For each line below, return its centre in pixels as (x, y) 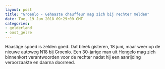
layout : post (19, 10)
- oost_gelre (19, 33)
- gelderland (19, 28)
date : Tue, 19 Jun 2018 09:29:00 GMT (44, 19)
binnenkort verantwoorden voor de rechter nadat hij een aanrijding (73, 57)
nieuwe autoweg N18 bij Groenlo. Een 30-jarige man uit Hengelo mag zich (81, 52)
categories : (17, 23)
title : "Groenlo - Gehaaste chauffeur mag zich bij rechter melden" (77, 14)
